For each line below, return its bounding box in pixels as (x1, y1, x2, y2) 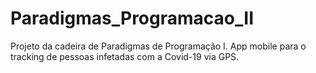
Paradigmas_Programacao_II (10, 7, 254, 30)
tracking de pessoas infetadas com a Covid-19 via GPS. (10, 50, 240, 62)
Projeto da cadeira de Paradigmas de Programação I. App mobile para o (10, 40, 307, 52)
